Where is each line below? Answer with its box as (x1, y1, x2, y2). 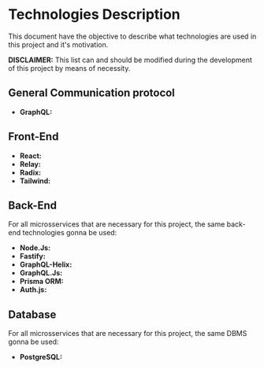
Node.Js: (19, 243, 51, 253)
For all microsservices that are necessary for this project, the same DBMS (8, 329, 247, 338)
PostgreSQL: (19, 352, 63, 362)
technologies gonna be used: (22, 228, 117, 238)
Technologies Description (8, 6, 180, 24)
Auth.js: (19, 285, 47, 294)
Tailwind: (19, 175, 51, 186)
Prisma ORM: (19, 277, 65, 286)
